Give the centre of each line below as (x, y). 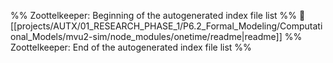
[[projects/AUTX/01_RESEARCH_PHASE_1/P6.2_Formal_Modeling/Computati (166, 26)
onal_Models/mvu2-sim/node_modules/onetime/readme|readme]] (146, 36)
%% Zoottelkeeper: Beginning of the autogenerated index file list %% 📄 (158, 15)
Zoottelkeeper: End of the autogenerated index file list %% (131, 47)
